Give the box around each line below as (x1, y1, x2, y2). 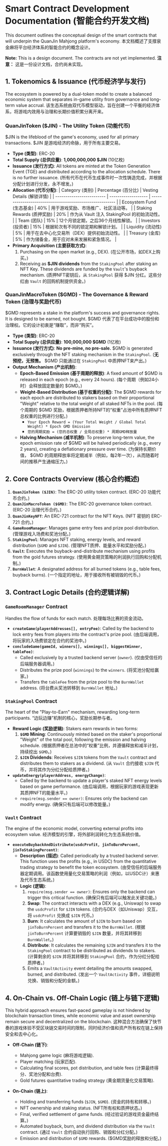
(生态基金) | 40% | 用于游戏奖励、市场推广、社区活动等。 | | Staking (12, 205, 152, 211)
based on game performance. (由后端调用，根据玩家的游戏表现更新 (19, 783, 159, 789)
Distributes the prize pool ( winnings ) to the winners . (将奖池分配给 (19, 667, 155, 673)
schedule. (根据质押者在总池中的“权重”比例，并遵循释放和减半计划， (19, 742, 161, 749)
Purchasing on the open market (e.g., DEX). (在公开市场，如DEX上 (19, 249, 156, 255)
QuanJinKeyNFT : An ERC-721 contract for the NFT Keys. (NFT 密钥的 (12, 513, 150, 519)
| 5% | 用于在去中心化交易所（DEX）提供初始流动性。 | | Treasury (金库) (12, 230, 161, 236)
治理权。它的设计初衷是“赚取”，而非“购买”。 (5, 322, 96, 328)
